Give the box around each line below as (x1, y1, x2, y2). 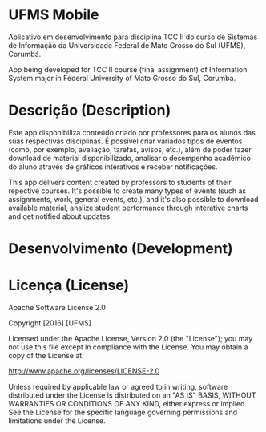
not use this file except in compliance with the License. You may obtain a (8, 342, 248, 352)
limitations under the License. (8, 416, 106, 426)
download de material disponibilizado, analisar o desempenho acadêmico (8, 153, 251, 163)
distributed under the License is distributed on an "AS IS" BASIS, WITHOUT (8, 390, 256, 400)
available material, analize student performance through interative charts (8, 203, 248, 212)
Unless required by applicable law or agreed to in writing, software (8, 382, 228, 391)
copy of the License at (8, 351, 83, 360)
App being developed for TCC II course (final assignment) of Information (8, 64, 248, 74)
